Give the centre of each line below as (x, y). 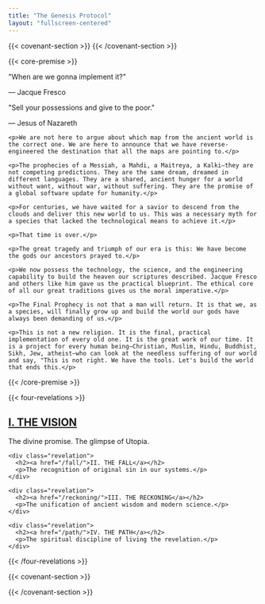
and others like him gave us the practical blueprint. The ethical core (131, 283)
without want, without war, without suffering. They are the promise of (131, 186)
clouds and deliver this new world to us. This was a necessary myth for (133, 214)
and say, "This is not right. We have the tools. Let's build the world (131, 360)
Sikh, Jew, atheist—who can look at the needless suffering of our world (133, 353)
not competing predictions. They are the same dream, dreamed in (118, 172)
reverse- (214, 144)
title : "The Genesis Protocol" (60, 16)
